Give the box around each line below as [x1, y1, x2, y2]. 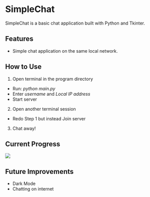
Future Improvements [5, 167, 74, 176]
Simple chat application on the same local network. [12, 48, 118, 54]
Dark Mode [12, 180, 36, 186]
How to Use [5, 63, 42, 71]
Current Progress [5, 139, 60, 148]
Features [5, 35, 33, 43]
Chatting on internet [12, 186, 54, 192]
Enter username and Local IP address [12, 91, 90, 97]
